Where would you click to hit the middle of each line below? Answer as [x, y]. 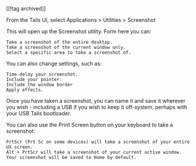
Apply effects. [25, 90]
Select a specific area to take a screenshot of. [69, 53]
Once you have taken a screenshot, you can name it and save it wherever [96, 101]
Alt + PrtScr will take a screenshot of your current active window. [94, 152]
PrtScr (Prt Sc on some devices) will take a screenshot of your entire [98, 142]
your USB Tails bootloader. [39, 113]
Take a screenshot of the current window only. [66, 47]
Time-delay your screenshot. [42, 74]
